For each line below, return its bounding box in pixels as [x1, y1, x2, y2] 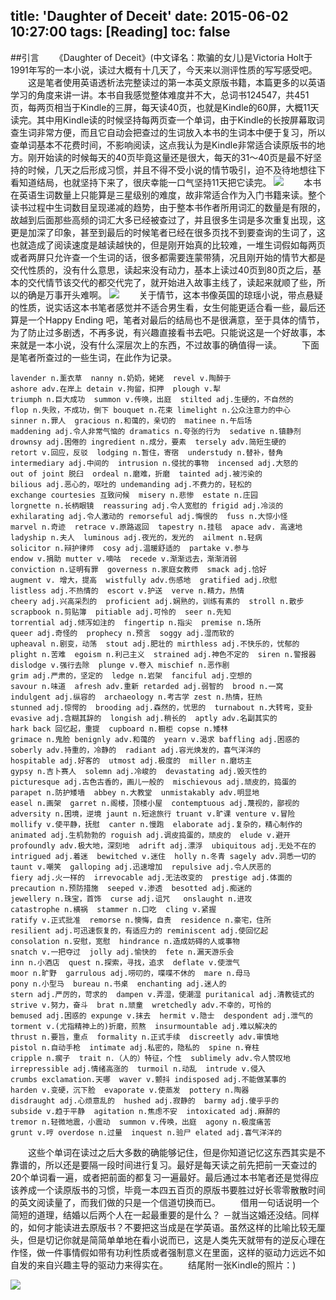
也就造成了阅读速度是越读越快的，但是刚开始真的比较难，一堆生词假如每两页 [10, 239, 326, 251]
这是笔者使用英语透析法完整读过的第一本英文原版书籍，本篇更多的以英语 [27, 76, 326, 88]
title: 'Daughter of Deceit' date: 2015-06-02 [10, 8, 289, 25]
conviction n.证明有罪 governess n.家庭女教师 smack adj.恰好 [10, 564, 267, 574]
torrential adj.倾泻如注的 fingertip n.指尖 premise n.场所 [10, 617, 262, 628]
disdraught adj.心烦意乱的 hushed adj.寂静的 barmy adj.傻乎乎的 [10, 1095, 280, 1106]
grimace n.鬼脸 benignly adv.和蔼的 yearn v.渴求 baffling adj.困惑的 [10, 734, 300, 744]
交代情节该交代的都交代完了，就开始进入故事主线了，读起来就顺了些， [27, 276, 317, 288]
